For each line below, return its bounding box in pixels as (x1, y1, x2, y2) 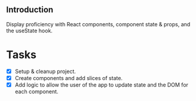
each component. (14, 88, 59, 95)
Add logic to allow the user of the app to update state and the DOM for (14, 81, 189, 88)
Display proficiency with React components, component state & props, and (6, 20, 191, 27)
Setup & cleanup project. (14, 68, 76, 75)
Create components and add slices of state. (14, 74, 123, 81)
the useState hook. (6, 27, 53, 34)
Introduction (6, 5, 54, 15)
